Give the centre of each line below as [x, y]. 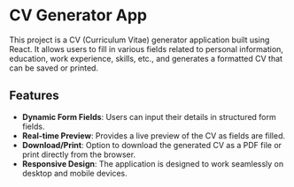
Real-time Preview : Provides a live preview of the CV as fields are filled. [154, 135]
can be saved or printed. [54, 68]
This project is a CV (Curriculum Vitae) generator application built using [139, 40]
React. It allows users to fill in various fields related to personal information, [146, 49]
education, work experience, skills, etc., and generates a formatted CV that [146, 58]
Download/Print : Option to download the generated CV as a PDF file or [151, 145]
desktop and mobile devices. [75, 173]
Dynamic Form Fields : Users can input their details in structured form [149, 116]
